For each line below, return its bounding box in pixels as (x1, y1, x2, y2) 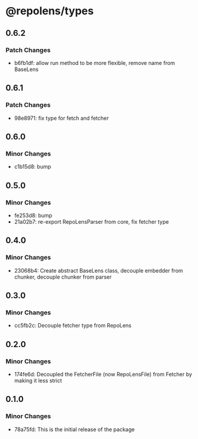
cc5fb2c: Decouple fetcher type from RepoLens (14, 322, 132, 329)
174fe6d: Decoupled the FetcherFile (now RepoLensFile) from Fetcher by (14, 371, 193, 378)
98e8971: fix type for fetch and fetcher (14, 115, 109, 122)
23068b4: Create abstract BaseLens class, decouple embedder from (14, 267, 184, 274)
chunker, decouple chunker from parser (14, 273, 112, 280)
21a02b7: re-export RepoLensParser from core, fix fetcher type (14, 218, 169, 225)
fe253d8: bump (14, 212, 53, 219)
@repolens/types (5, 4, 94, 18)
